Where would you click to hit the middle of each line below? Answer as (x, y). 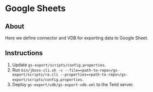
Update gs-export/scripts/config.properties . (59, 65)
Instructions (24, 53)
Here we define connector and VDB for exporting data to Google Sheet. (77, 38)
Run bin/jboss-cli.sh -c (38, 70)
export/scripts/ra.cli (35, 75)
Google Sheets (35, 8)
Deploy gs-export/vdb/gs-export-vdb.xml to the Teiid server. (73, 84)
